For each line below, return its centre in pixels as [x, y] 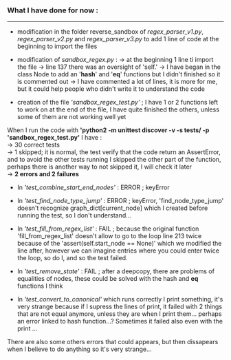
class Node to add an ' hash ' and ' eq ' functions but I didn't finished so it [119, 74]
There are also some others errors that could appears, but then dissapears [113, 342]
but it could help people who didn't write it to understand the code [111, 89]
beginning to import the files [57, 46]
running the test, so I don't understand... [74, 215]
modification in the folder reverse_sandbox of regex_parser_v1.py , [110, 32]
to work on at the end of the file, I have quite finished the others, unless [118, 109]
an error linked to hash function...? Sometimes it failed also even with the [120, 321]
